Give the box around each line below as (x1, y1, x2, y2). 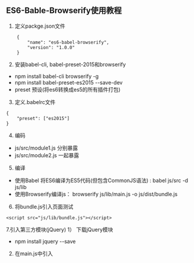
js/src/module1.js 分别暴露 (14, 144, 78, 151)
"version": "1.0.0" (27, 44, 75, 50)
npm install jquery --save (14, 238, 76, 245)
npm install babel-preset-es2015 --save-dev (14, 79, 123, 86)
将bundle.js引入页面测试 (14, 203, 74, 210)
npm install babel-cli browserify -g (14, 73, 99, 80)
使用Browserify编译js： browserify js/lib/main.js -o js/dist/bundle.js (14, 190, 178, 197)
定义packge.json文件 (14, 22, 65, 30)
